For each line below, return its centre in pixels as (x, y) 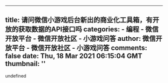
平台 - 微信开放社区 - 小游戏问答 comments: (79, 48)
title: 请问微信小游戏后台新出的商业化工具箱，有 (79, 20)
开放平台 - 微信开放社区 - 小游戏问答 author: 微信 (80, 39)
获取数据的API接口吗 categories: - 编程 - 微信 (88, 30)
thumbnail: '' (25, 64)
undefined (16, 76)
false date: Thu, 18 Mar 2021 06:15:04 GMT (74, 56)
